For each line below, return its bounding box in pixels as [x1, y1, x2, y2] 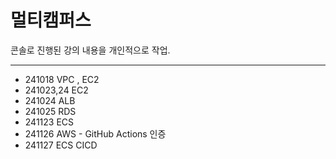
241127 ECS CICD [24, 139, 98, 151]
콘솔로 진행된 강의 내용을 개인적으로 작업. [10, 44, 171, 56]
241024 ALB [24, 94, 76, 106]
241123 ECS [24, 116, 75, 128]
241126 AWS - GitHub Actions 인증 [24, 127, 167, 140]
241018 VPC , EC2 [24, 73, 100, 85]
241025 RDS [24, 105, 77, 117]
